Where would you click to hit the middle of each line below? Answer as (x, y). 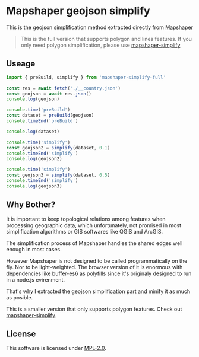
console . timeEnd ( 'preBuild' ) (42, 121)
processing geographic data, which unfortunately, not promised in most (94, 225)
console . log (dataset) (33, 132)
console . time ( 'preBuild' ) (38, 110)
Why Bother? (31, 205)
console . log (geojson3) (34, 186)
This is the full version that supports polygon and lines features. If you (106, 39)
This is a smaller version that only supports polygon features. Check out (94, 309)
